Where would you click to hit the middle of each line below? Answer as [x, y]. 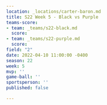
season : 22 [19, 60]
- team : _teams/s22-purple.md [43, 39]
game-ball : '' [24, 77]
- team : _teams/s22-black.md [42, 28]
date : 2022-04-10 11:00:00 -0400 [47, 55]
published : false [27, 88]
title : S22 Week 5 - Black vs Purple [52, 17]
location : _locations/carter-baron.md [53, 11]
